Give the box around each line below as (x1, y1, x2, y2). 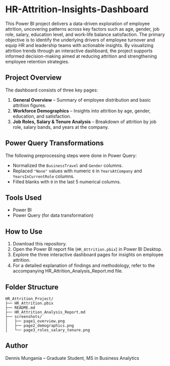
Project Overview (5, 73, 62, 82)
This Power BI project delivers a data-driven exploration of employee (5, 20, 150, 27)
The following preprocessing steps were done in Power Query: (5, 152, 137, 158)
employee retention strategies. (5, 58, 70, 64)
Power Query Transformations (5, 139, 104, 148)
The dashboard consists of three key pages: (5, 87, 99, 93)
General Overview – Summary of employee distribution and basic (12, 97, 151, 103)
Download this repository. (12, 241, 67, 247)
